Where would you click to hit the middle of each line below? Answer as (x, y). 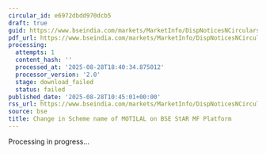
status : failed (40, 89)
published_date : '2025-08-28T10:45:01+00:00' (84, 97)
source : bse (28, 112)
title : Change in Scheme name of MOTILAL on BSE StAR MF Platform (120, 119)
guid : (17, 30)
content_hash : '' (44, 60)
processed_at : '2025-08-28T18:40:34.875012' (90, 67)
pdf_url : (23, 38)
